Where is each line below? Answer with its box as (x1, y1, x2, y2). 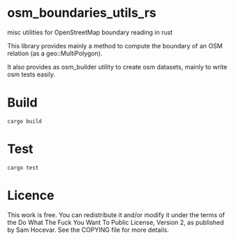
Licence (7, 188, 54, 203)
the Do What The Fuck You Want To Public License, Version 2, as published (7, 218, 224, 226)
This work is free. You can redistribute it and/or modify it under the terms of (7, 210, 226, 219)
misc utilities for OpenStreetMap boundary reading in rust (7, 28, 173, 36)
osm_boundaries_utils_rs (7, 5, 156, 21)
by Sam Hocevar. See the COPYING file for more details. (7, 226, 169, 234)
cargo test (7, 164, 39, 171)
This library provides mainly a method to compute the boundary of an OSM (7, 41, 223, 50)
